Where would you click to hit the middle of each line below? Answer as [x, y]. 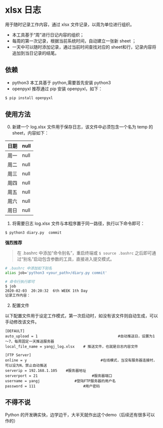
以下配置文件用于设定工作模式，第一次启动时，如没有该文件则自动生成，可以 [81, 315]
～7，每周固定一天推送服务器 [30, 341]
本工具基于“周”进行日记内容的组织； [48, 35]
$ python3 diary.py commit [33, 233]
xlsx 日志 [23, 10]
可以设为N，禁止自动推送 [26, 365]
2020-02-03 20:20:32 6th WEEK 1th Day [47, 291]
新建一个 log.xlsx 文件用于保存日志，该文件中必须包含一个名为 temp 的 [82, 127]
